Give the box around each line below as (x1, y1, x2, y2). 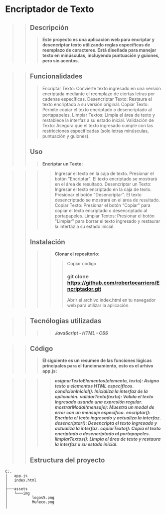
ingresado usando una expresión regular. (54, 399, 143, 405)
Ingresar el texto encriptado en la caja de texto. (54, 186, 152, 192)
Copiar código (67, 261, 96, 267)
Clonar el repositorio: (54, 251, 100, 257)
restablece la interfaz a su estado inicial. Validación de (42, 117, 154, 123)
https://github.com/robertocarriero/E (67, 279, 160, 286)
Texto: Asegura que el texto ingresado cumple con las (42, 122, 153, 128)
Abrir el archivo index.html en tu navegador (67, 297, 156, 303)
